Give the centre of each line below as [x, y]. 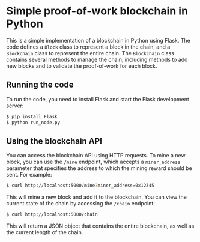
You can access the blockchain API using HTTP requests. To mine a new [96, 156]
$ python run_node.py [33, 122]
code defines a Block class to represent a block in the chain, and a [88, 47]
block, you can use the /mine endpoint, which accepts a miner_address [93, 162]
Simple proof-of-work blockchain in [97, 11]
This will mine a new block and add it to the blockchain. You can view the [97, 197]
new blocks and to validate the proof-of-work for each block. [82, 66]
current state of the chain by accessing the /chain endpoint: [80, 204]
